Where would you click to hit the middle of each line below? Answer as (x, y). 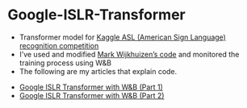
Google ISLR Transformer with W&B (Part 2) (92, 95)
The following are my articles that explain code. (98, 71)
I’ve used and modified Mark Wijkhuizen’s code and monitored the (129, 54)
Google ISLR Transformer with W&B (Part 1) (91, 87)
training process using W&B (65, 63)
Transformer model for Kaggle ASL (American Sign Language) (123, 37)
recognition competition (59, 45)
